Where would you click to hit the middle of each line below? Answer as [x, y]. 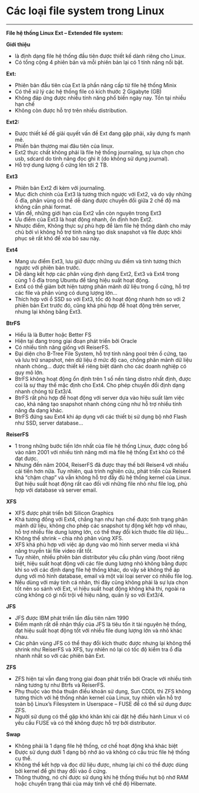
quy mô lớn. [29, 372]
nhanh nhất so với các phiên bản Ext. [60, 655]
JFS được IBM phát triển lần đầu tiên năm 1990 [72, 617]
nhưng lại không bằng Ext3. [48, 311]
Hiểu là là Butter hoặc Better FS [53, 335]
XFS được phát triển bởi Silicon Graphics [64, 513]
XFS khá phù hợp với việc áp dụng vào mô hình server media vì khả [97, 544]
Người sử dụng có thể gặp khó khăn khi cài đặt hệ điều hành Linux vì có [102, 716]
